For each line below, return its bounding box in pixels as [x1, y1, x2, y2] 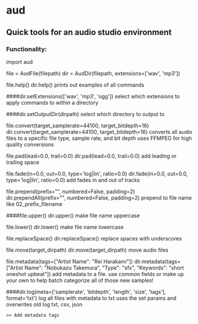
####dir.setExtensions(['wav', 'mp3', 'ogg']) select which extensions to [6, 92, 180, 100]
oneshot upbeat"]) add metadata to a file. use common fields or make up [6, 270, 184, 277]
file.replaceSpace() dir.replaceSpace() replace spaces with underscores [6, 235, 182, 242]
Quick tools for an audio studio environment [6, 27, 172, 37]
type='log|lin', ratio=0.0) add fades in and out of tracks [6, 176, 140, 184]
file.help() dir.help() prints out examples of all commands [6, 81, 145, 88]
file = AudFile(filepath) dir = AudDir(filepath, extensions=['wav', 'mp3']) [6, 69, 181, 77]
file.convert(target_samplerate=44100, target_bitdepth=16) [6, 122, 149, 129]
